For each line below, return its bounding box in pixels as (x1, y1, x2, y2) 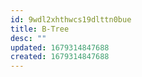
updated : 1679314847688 (10, 42, 110, 53)
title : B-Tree (10, 24, 70, 34)
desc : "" (10, 33, 47, 43)
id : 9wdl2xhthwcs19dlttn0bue (10, 14, 132, 25)
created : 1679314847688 (10, 52, 110, 62)
